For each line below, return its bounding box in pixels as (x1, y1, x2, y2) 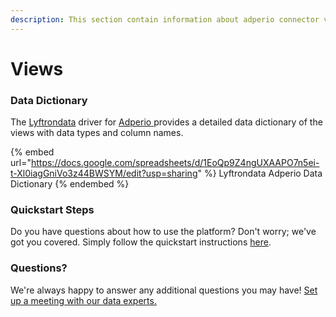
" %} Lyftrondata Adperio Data (197, 167, 323, 180)
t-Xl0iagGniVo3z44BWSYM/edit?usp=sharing (10, 167, 198, 180)
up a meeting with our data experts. (10, 294, 157, 306)
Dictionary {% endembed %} (10, 178, 130, 190)
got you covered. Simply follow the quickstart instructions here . (10, 236, 272, 248)
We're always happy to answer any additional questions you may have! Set (10, 284, 318, 296)
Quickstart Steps (10, 203, 95, 217)
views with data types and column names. (10, 127, 184, 139)
